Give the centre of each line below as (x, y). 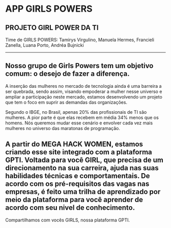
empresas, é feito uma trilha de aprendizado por (83, 192)
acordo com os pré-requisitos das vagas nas (77, 184)
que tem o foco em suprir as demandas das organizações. (66, 102)
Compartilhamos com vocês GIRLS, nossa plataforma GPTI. (68, 220)
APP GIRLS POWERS (49, 9)
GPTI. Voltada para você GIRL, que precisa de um (84, 160)
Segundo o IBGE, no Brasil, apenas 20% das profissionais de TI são (76, 112)
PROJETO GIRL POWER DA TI (52, 28)
